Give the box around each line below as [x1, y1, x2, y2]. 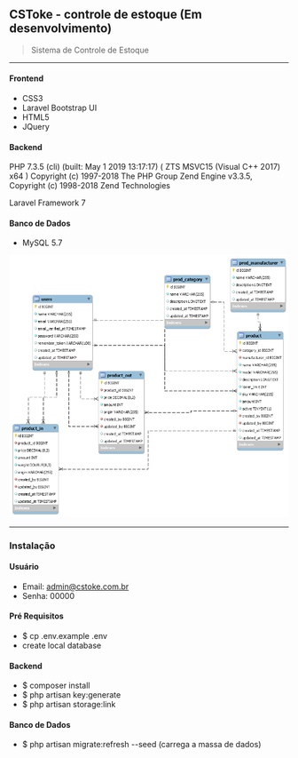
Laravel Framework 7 [9, 197, 86, 208]
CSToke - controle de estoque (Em [9, 7, 202, 22]
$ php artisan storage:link [21, 699, 116, 710]
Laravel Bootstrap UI [21, 102, 98, 114]
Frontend [9, 73, 44, 84]
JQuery [21, 122, 51, 132]
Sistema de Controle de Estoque [30, 44, 149, 55]
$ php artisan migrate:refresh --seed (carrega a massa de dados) [21, 739, 262, 750]
